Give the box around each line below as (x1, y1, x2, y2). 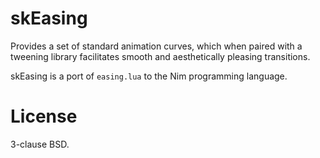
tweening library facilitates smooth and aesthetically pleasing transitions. (10, 50, 311, 62)
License (10, 105, 78, 128)
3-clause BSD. (10, 138, 70, 150)
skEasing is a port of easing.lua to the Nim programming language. (10, 70, 288, 82)
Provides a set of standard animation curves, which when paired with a (10, 40, 303, 52)
